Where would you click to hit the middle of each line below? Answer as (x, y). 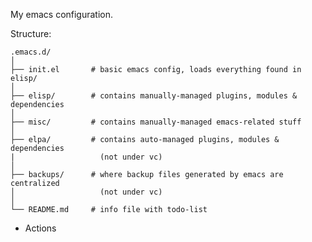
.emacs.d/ (31, 52)
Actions (40, 228)
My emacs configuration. (62, 14)
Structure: (31, 33)
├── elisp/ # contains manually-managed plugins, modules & (154, 96)
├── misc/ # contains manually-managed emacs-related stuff (156, 122)
